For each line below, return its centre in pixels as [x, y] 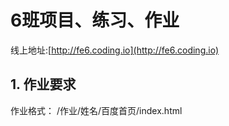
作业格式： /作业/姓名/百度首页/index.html [96, 110]
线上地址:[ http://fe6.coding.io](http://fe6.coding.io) [115, 50]
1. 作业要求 [43, 84]
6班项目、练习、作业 [95, 20]
